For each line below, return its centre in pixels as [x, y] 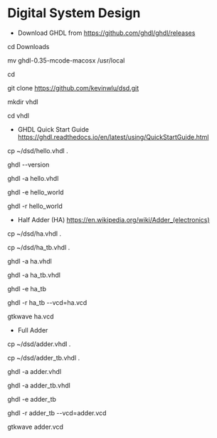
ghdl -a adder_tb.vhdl [39, 385]
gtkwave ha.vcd [31, 316]
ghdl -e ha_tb [27, 288]
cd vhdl [18, 115]
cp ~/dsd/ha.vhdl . [35, 234]
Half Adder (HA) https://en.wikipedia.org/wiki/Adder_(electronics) [113, 219]
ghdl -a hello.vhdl [33, 178]
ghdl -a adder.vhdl [35, 371]
